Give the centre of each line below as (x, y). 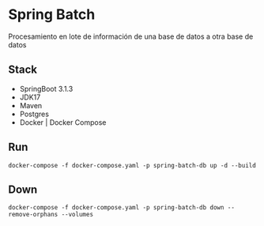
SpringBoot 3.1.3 (46, 89)
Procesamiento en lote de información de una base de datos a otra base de (131, 36)
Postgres (34, 114)
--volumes (77, 215)
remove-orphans (33, 215)
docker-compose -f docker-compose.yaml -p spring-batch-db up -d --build (132, 165)
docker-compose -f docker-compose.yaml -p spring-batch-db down (116, 208)
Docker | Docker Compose (63, 122)
